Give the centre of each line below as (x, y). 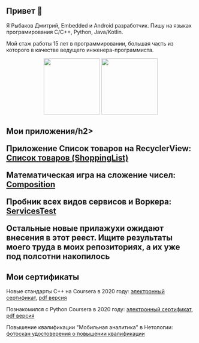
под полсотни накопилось (58, 256)
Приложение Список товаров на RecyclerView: (99, 148)
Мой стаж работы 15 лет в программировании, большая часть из (90, 43)
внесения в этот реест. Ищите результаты (89, 238)
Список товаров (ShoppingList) (67, 158)
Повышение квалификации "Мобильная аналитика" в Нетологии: (90, 327)
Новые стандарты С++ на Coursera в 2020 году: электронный (85, 291)
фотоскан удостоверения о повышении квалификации (76, 334)
